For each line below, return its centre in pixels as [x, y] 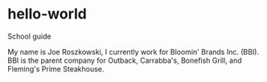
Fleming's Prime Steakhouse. [56, 68]
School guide [29, 36]
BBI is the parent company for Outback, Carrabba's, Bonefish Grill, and [125, 60]
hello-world [47, 14]
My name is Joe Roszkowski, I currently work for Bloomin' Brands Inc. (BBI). [133, 51]
